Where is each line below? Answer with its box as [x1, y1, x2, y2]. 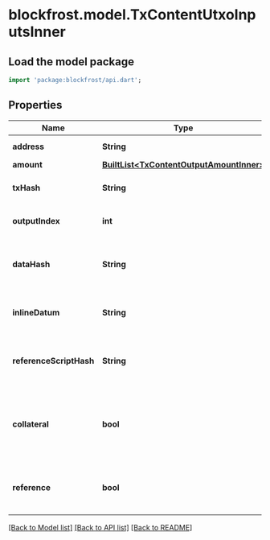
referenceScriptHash [12, 355, 95, 366]
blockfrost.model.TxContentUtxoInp [8, 6, 256, 24]
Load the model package [8, 55, 135, 68]
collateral [12, 418, 50, 430]
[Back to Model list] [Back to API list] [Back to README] [8, 522, 193, 532]
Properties [8, 98, 63, 112]
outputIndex [12, 215, 60, 226]
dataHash [12, 258, 51, 270]
